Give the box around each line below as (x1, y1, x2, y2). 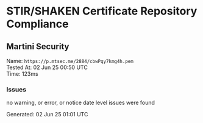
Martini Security (6, 41, 69, 52)
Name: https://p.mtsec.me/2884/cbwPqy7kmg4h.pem (6, 58, 134, 64)
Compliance (6, 17, 69, 31)
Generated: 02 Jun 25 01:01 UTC (6, 111, 88, 118)
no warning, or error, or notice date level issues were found (6, 99, 155, 107)
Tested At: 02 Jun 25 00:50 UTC (6, 64, 88, 71)
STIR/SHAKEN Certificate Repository (6, 4, 198, 18)
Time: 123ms (6, 70, 38, 77)
